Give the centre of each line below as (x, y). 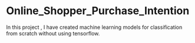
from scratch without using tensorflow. (53, 33)
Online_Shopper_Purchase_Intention (98, 11)
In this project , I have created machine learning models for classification (94, 27)
